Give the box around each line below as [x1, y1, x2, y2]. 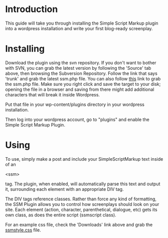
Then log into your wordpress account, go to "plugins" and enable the [5, 116, 149, 123]
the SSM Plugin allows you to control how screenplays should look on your [5, 201, 159, 207]
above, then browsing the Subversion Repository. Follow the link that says [5, 70, 158, 76]
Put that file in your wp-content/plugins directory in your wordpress [5, 101, 144, 107]
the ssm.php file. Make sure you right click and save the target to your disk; [5, 81, 161, 87]
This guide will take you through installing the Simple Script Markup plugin [5, 20, 159, 26]
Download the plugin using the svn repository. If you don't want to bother [5, 59, 156, 66]
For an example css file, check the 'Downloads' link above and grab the [5, 221, 153, 227]
